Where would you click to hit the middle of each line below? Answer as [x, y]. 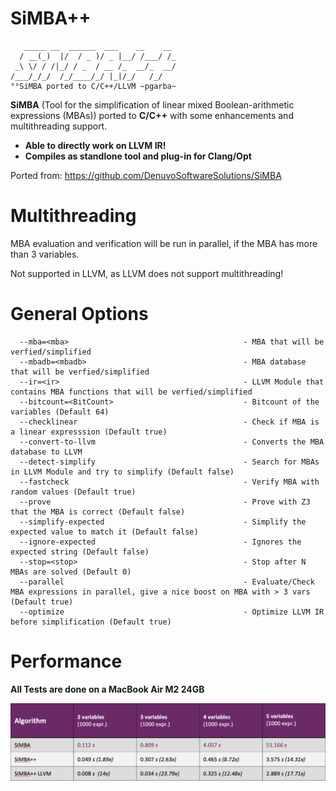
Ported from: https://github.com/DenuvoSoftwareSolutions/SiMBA [146, 175]
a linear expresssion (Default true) [89, 432]
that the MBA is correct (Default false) [98, 512]
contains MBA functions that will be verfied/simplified [131, 392]
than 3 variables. [45, 254]
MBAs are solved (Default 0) [71, 572]
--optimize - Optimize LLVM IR [172, 612]
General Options [79, 314]
